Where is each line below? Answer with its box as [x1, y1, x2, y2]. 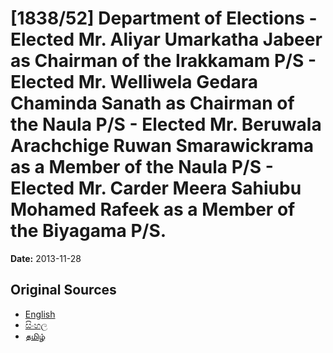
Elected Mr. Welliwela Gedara [10, 71, 259, 94]
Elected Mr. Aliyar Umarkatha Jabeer [10, 28, 323, 51]
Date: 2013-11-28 [10, 252, 82, 264]
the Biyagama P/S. [10, 220, 167, 242]
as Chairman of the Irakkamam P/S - [10, 50, 317, 72]
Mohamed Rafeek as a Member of [10, 198, 296, 221]
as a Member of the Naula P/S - [10, 156, 274, 179]
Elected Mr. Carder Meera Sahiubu [10, 177, 302, 200]
